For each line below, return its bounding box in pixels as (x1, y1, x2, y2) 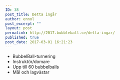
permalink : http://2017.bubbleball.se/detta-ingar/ (5, 30, 115, 35)
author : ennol (5, 16, 35, 21)
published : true (5, 35, 39, 40)
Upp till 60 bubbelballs (12, 64, 59, 70)
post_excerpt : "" (5, 21, 41, 26)
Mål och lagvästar (12, 69, 49, 75)
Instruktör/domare (12, 58, 50, 65)
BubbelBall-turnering (12, 53, 56, 59)
